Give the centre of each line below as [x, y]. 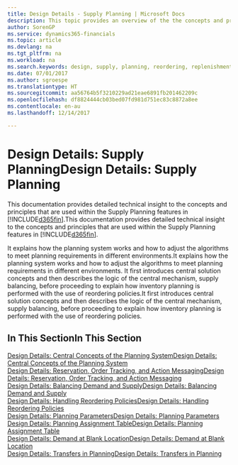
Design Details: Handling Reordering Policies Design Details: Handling [108, 400]
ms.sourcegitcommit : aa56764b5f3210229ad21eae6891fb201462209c [103, 93]
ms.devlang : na [30, 47]
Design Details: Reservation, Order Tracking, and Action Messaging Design [116, 371]
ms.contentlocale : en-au [44, 106]
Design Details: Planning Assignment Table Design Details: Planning [105, 423]
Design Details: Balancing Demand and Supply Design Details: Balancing [112, 385]
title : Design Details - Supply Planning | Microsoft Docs [96, 14]
